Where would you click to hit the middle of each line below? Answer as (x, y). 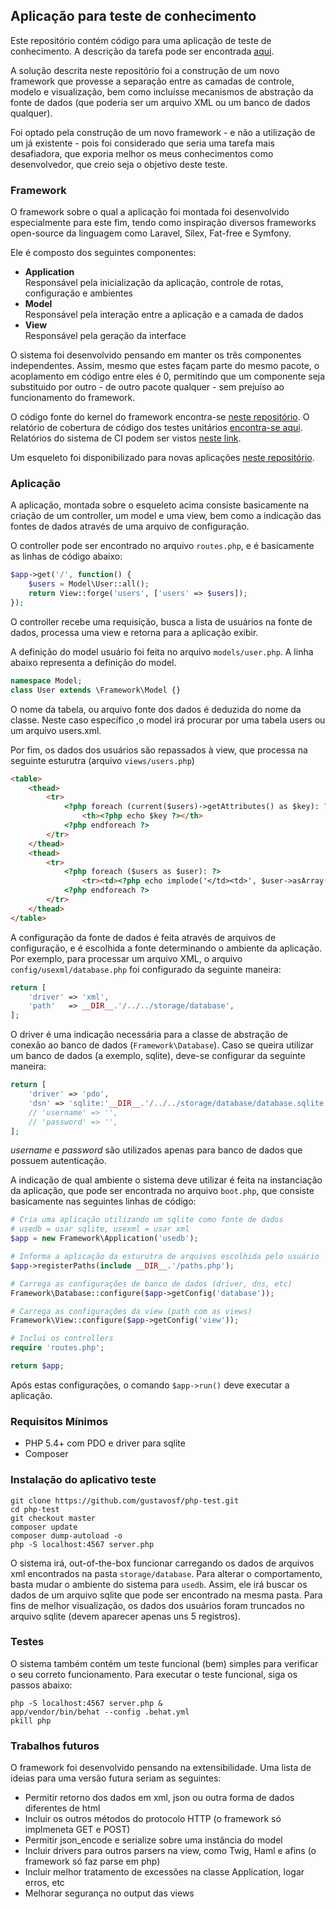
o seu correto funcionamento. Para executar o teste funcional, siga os (154, 1674)
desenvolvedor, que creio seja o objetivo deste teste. (119, 164)
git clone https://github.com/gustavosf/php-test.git (125, 1500)
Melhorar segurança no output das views (109, 1893)
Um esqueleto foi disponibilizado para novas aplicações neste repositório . (162, 458)
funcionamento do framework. (73, 398)
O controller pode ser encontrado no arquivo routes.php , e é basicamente (162, 546)
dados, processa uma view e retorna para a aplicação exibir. (134, 632)
